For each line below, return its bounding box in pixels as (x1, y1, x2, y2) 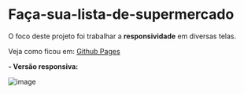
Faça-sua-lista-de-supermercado (8, 5, 235, 23)
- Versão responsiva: (8, 61, 79, 71)
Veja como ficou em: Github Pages (8, 46, 120, 56)
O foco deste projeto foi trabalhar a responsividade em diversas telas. (8, 31, 237, 41)
